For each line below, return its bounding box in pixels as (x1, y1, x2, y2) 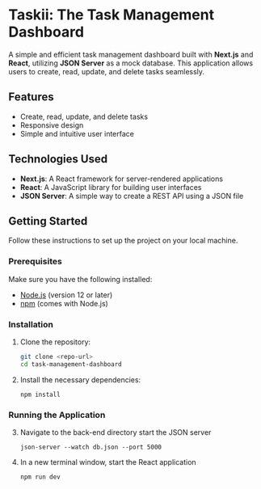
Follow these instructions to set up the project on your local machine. (8, 236, 238, 246)
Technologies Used (8, 152, 107, 167)
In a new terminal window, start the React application (19, 457, 196, 467)
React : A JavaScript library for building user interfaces (19, 182, 202, 192)
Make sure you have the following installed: (8, 274, 153, 284)
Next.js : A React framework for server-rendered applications (19, 174, 224, 183)
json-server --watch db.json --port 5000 (19, 443, 162, 452)
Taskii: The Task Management (8, 6, 215, 24)
